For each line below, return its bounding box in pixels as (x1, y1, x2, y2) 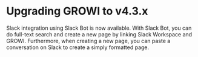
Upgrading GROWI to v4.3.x (6, 4, 148, 18)
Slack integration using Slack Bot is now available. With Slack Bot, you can (6, 24, 192, 32)
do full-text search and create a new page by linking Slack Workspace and (6, 30, 193, 38)
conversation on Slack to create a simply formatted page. (6, 44, 150, 51)
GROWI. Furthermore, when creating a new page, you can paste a (6, 37, 171, 44)
